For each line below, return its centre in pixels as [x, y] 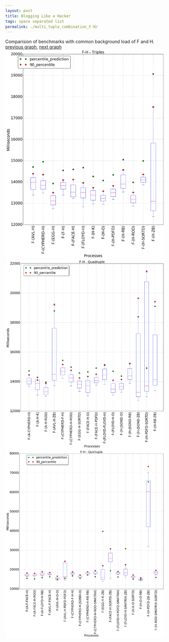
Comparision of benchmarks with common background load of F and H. [80, 42]
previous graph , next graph [34, 47]
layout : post [19, 11]
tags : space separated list [35, 21]
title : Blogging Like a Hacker [38, 16]
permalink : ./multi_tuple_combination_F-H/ [52, 27]
